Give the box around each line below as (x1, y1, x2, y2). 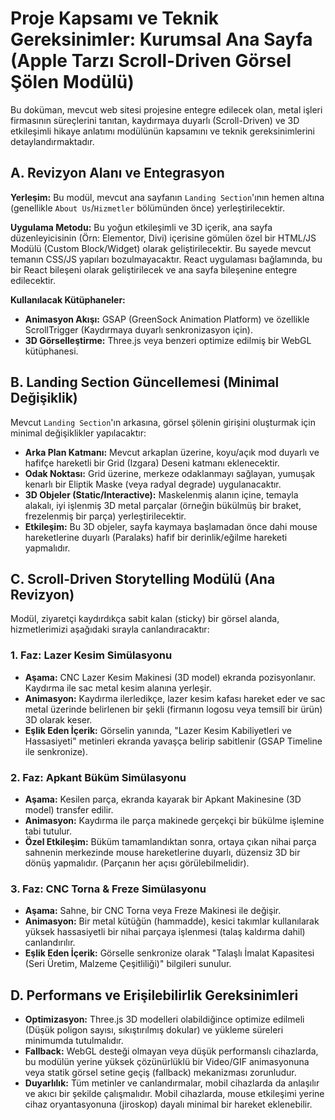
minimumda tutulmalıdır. (24, 1035, 124, 1047)
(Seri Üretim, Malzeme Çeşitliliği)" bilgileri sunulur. (24, 958, 232, 970)
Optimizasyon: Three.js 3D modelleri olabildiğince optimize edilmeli (24, 1013, 305, 1026)
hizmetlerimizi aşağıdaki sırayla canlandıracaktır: (10, 623, 210, 636)
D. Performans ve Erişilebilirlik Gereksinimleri (10, 987, 299, 1004)
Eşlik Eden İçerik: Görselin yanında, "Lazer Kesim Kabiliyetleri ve (24, 724, 292, 736)
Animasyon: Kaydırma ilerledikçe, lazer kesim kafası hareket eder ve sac (24, 692, 326, 704)
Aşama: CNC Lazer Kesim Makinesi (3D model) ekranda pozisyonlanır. (24, 671, 317, 683)
